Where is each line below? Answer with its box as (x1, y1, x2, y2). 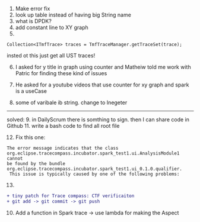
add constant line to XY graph (15, 24, 88, 31)
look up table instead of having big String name (15, 11, 131, 18)
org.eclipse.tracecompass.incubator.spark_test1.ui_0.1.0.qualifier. (7, 166, 183, 172)
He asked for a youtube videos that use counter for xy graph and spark (15, 81, 189, 88)
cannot (7, 156, 23, 162)
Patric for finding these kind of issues (15, 70, 107, 76)
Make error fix (15, 5, 50, 12)
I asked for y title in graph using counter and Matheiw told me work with (15, 63, 192, 70)
